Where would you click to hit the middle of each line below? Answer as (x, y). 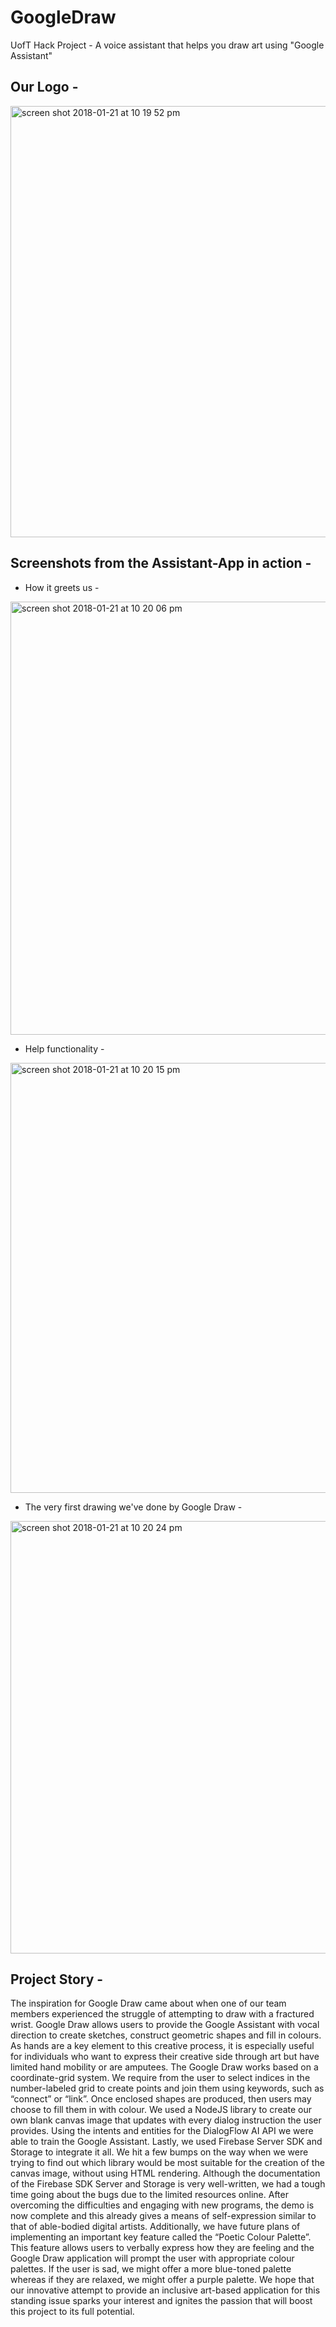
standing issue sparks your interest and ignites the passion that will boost (161, 2301)
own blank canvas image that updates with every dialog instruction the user (166, 2120)
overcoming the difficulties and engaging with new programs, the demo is (162, 2205)
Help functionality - (64, 1048)
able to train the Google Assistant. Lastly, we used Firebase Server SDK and (166, 2142)
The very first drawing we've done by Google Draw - (133, 1507)
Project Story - (57, 1979)
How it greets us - (62, 587)
